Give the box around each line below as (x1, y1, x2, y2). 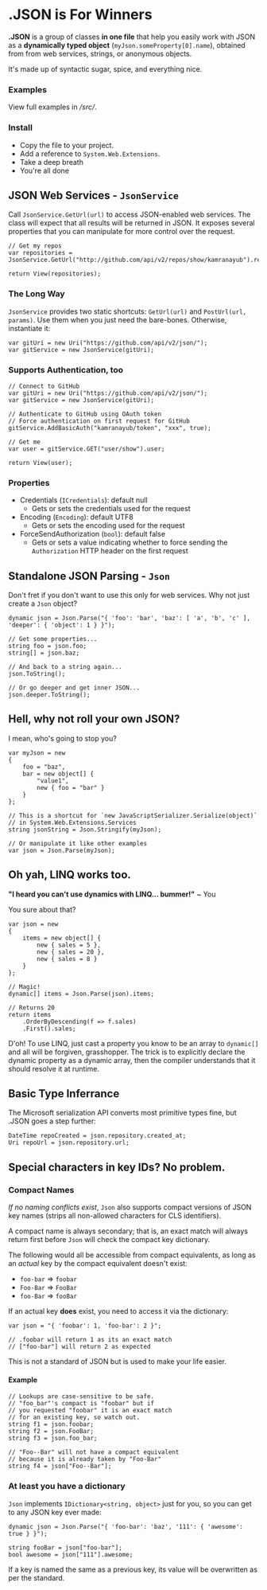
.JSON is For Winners (8, 6, 153, 24)
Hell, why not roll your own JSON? (8, 713, 180, 726)
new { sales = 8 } (37, 955, 98, 963)
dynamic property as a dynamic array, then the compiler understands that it (8, 1055, 256, 1065)
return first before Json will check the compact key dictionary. (8, 1235, 211, 1244)
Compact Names (8, 1184, 75, 1195)
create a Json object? (8, 599, 78, 608)
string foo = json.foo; (8, 643, 87, 650)
